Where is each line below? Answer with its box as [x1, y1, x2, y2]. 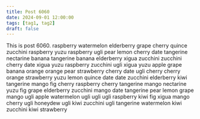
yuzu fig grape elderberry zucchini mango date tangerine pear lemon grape [6, 87, 194, 94]
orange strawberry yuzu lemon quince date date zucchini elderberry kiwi [6, 74, 188, 81]
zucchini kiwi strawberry [6, 106, 67, 113]
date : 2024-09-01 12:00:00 [6, 14, 74, 20]
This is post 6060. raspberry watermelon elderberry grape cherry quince [6, 42, 188, 49]
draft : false [6, 25, 39, 32]
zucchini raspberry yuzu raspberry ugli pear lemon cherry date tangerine [6, 49, 188, 56]
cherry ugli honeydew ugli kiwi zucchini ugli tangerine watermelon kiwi [6, 100, 182, 107]
